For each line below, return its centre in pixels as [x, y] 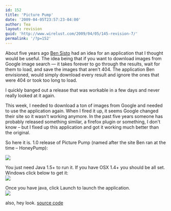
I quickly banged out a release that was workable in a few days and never [82, 90]
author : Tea [18, 24]
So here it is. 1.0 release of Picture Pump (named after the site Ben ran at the [86, 142]
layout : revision [24, 29]
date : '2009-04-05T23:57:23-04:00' [43, 19]
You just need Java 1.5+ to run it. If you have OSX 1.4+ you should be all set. [85, 167]
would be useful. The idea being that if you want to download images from [83, 58]
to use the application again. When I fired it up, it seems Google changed [82, 111]
